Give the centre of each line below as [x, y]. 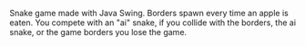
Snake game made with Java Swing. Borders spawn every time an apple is [149, 13]
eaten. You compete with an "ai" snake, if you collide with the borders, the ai [153, 23]
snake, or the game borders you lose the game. [98, 32]
